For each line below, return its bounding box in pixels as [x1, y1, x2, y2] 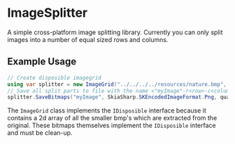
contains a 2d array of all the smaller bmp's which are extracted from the [7, 114, 218, 122]
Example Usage [7, 56, 77, 68]
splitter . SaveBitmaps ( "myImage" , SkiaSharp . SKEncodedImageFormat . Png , [7, 94, 218, 101]
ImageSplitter [7, 5, 88, 21]
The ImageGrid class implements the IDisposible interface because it [7, 106, 206, 115]
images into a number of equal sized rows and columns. [7, 35, 169, 43]
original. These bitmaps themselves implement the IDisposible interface [7, 121, 216, 130]
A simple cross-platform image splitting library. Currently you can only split [7, 28, 223, 36]
